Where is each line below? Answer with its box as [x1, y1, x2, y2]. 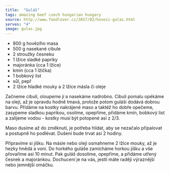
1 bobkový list [12, 73, 42, 79]
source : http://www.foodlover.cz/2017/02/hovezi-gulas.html [5, 17, 136, 22]
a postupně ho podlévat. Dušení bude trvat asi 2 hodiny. [5, 130, 123, 136]
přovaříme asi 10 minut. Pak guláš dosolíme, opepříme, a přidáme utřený [5, 151, 157, 157]
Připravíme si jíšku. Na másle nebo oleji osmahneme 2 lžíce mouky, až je [5, 140, 157, 147]
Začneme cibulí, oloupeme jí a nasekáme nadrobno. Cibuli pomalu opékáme [5, 94, 164, 100]
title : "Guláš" [5, 7, 40, 13]
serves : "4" [5, 21, 31, 27]
